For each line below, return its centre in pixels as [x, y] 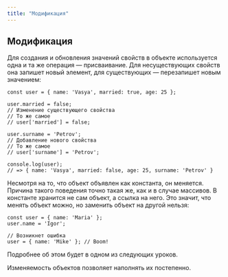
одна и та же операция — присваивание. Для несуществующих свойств [114, 65]
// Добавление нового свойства [52, 141]
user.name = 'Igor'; [37, 224]
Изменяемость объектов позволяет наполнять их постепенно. [99, 268]
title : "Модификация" [38, 13]
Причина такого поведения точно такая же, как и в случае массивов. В [112, 190]
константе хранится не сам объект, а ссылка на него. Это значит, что [109, 198]
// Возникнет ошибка [37, 236]
